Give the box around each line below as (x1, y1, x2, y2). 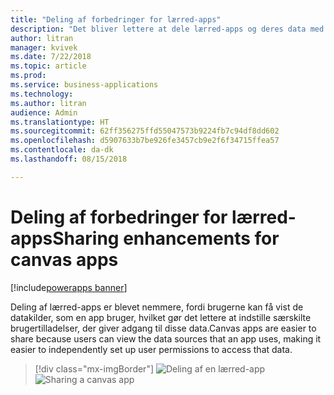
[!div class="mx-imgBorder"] (34, 362, 155, 375)
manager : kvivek (10, 42, 78, 53)
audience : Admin (10, 107, 78, 118)
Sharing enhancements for (52, 227, 280, 250)
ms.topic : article (10, 61, 87, 71)
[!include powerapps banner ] (10, 281, 128, 293)
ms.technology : (10, 89, 74, 99)
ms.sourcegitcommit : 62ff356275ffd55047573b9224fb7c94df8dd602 (10, 126, 280, 136)
